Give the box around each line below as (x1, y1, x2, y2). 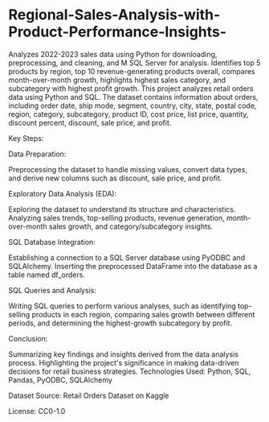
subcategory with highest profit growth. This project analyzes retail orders (8, 83, 255, 93)
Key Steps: (8, 133, 44, 143)
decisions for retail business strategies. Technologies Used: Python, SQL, (8, 366, 251, 376)
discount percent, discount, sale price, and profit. (8, 118, 172, 127)
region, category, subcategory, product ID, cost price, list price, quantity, (8, 109, 249, 118)
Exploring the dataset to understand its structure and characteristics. (8, 204, 236, 214)
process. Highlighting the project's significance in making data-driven (8, 358, 239, 367)
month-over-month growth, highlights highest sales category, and (8, 75, 226, 85)
